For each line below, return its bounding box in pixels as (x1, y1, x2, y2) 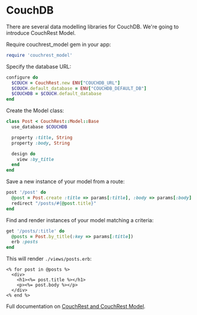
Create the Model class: (6, 107, 64, 114)
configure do (6, 74, 38, 80)
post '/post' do (6, 190, 46, 196)
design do (11, 151, 35, 157)
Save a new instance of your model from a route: (6, 178, 125, 185)
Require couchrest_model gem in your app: (6, 41, 111, 48)
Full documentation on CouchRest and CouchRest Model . (6, 303, 146, 310)
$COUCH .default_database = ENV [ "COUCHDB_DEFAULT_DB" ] (11, 85, 147, 92)
